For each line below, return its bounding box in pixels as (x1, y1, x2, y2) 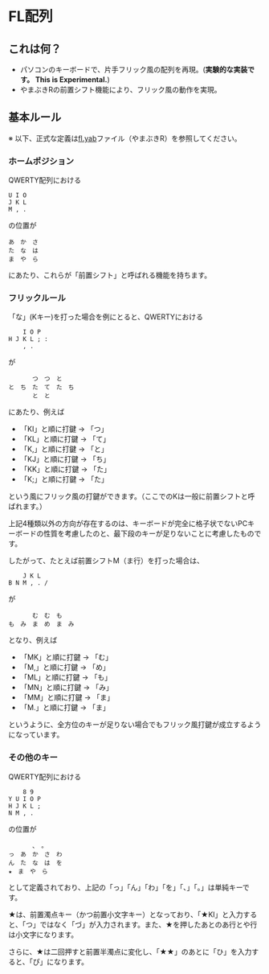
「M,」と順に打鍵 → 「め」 (19, 663, 110, 672)
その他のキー (8, 752, 59, 763)
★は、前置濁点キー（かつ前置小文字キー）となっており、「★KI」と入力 (8, 910, 243, 919)
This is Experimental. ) (35, 75, 110, 84)
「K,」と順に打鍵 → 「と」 (19, 444, 108, 454)
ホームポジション (8, 155, 75, 166)
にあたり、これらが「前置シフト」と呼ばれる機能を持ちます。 (8, 270, 212, 280)
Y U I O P (8, 795, 42, 803)
